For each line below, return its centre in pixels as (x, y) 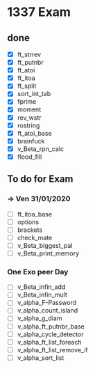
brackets (30, 230)
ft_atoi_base (34, 133)
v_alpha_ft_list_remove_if (52, 350)
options (28, 222)
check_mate (35, 237)
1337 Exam (39, 12)
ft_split (27, 86)
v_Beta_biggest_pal (45, 245)
